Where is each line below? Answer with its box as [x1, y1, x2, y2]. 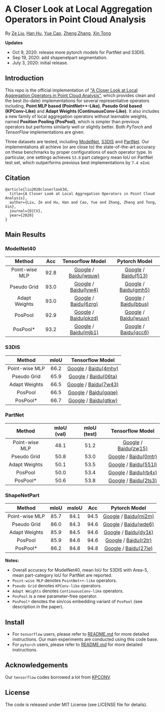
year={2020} [9, 213, 34, 218]
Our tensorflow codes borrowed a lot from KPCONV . [5, 674, 111, 680]
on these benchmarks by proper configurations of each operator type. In [5, 149, 152, 155]
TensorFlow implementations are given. [5, 129, 85, 135]
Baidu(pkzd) [70, 315, 99, 322]
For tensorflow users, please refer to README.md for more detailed [12, 631, 149, 637]
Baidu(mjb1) [69, 329, 99, 336]
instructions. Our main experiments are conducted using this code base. [12, 636, 159, 642]
